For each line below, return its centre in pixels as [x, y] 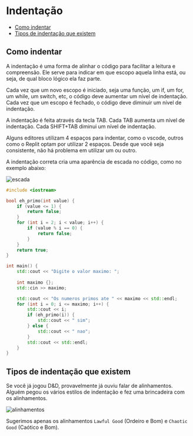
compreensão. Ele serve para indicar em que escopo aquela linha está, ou [96, 72]
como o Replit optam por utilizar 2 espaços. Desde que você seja [85, 144]
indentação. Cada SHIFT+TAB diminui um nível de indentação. [81, 126]
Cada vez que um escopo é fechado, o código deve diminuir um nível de [94, 102]
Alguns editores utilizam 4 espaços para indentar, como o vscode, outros [95, 138]
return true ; [33, 250]
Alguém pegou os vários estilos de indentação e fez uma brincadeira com [96, 392]
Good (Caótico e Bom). [33, 427]
